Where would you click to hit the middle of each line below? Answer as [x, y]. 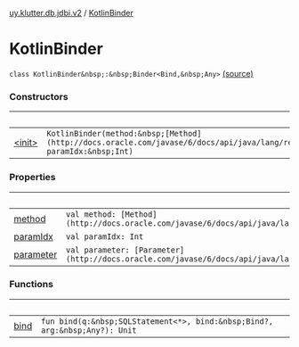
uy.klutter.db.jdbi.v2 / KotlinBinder [71, 13]
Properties [32, 178]
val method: [91, 214]
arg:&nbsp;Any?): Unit [89, 330]
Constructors [39, 96]
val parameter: [98, 250]
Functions [31, 285]
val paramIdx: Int [105, 236]
